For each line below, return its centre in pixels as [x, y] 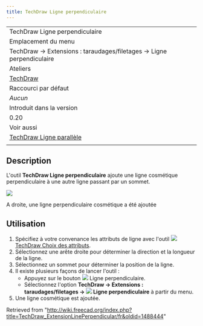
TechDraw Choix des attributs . [53, 246]
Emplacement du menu [42, 41]
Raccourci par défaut [39, 88]
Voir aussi [23, 127]
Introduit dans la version [43, 107]
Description [29, 161]
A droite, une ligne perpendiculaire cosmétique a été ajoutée [82, 205]
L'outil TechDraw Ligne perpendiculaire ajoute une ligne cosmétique [92, 175]
